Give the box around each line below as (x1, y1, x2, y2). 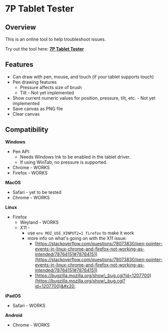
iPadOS (5, 292, 21, 298)
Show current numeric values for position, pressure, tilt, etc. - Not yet (12, 95, 156, 101)
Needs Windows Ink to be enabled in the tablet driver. (19, 154, 131, 160)
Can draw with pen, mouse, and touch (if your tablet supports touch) (12, 74, 154, 80)
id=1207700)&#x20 (34, 283, 74, 289)
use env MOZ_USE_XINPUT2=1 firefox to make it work (27, 230, 134, 236)
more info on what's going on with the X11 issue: (27, 235, 127, 241)
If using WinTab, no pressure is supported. (19, 159, 107, 165)
